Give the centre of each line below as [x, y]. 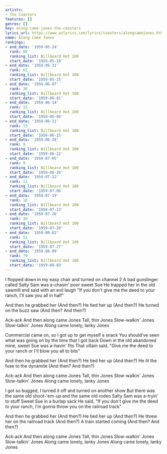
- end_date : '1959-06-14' [32, 103]
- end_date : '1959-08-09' [32, 251]
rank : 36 [19, 219]
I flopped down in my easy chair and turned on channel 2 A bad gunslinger [82, 279]
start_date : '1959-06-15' [37, 135]
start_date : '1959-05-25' [37, 79]
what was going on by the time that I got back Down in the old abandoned [81, 340]
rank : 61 [19, 70]
